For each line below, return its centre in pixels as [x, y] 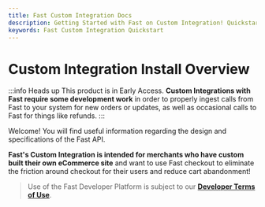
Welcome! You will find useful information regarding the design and [118, 131]
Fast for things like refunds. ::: [56, 116]
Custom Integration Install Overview [129, 69]
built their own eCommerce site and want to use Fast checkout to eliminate [131, 163]
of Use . [39, 195]
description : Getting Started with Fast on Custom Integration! [116, 23]
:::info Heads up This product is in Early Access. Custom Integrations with [129, 91]
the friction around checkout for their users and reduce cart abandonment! [129, 172]
